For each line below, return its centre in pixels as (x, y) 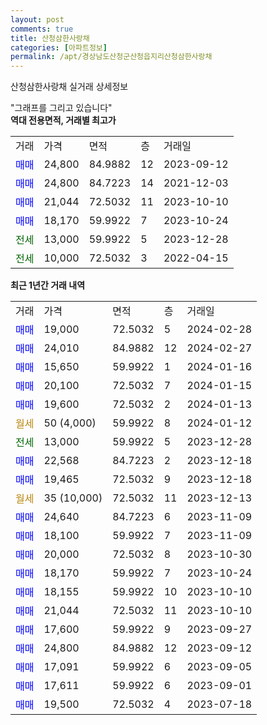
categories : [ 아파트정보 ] (59, 47)
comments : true (42, 29)
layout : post (37, 19)
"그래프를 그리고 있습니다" (61, 108)
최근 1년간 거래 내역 (48, 285)
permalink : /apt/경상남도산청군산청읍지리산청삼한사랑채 (111, 57)
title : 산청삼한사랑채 (50, 38)
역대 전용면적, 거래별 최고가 (63, 120)
